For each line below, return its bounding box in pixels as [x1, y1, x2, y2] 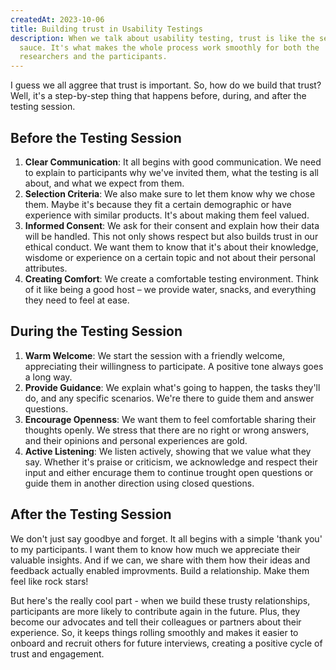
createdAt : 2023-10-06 [10, 14, 105, 25]
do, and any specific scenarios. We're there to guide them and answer [24, 392, 315, 404]
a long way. [24, 371, 73, 383]
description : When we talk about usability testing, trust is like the [10, 33, 315, 43]
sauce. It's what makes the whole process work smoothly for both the [19, 42, 320, 53]
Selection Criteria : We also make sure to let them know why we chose [24, 187, 316, 200]
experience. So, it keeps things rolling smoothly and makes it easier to [10, 626, 299, 638]
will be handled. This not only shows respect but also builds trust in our [24, 230, 319, 242]
